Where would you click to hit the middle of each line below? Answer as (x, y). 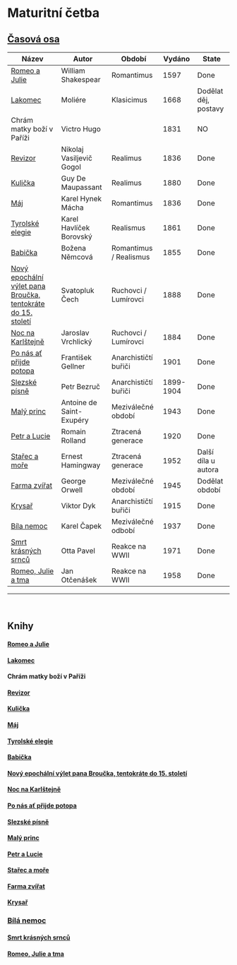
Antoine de (79, 402)
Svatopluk (78, 290)
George (73, 481)
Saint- (72, 411)
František (77, 358)
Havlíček (75, 228)
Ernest (72, 456)
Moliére (74, 100)
